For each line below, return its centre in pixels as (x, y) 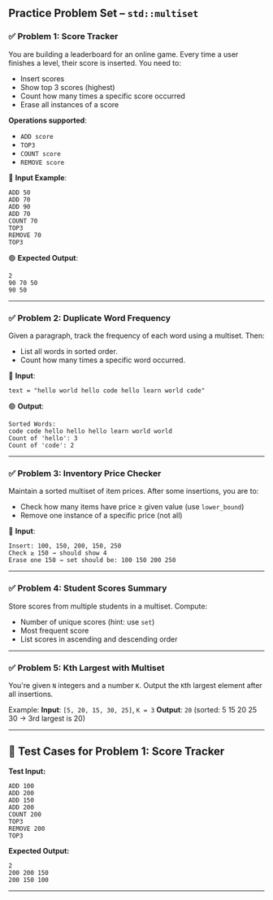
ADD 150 (22, 800)
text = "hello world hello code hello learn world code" (107, 390)
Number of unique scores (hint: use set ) (87, 621)
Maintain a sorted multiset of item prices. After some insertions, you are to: (134, 491)
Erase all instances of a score (69, 104)
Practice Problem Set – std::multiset (104, 13)
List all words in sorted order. (69, 351)
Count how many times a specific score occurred (102, 96)
